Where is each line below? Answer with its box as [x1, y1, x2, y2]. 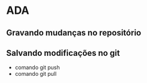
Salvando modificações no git [6, 48, 120, 58]
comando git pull [14, 70, 57, 78]
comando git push [14, 64, 60, 71]
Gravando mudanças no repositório [6, 28, 142, 38]
